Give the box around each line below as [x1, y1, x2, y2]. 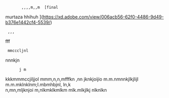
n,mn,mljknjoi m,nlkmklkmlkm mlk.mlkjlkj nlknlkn [5, 87, 107, 93]
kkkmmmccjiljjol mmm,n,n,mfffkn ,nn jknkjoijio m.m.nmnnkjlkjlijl [5, 76, 139, 82]
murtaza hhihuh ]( [5, 14, 44, 20]
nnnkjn [5, 57, 20, 63]
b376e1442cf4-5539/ [5, 19, 51, 25]
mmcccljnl [7, 48, 29, 53]
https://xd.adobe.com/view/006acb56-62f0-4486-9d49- [43, 14, 164, 20]
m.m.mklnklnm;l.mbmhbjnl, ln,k [5, 82, 71, 87]
